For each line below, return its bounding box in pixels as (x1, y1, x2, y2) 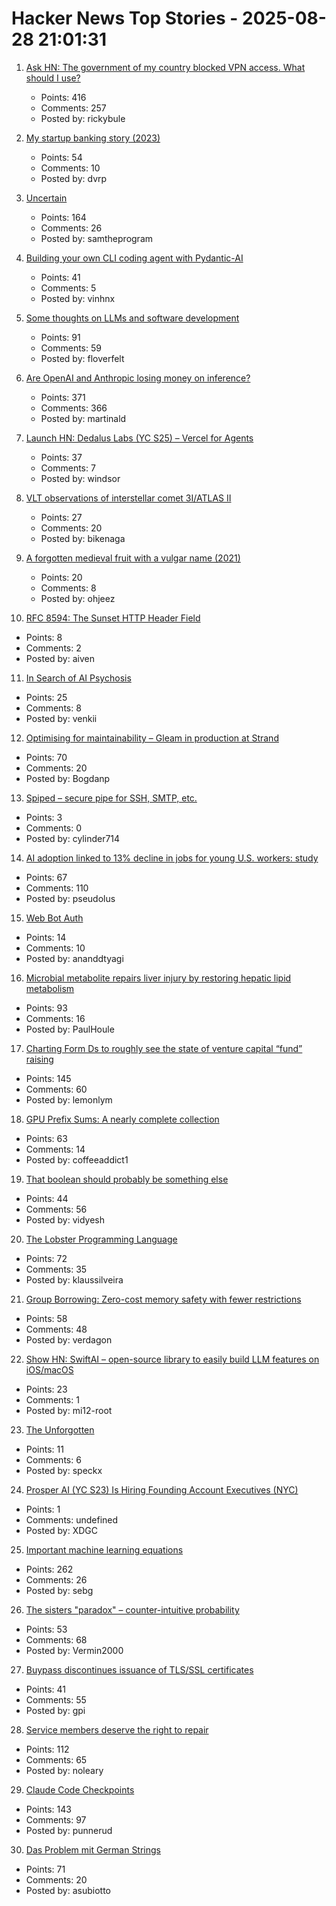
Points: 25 (25, 691, 68, 703)
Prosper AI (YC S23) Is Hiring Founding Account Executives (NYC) (25, 1483, 299, 1496)
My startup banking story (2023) (25, 132, 161, 144)
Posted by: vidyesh (25, 1213, 106, 1226)
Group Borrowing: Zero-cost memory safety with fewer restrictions (25, 1293, 302, 1305)
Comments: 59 (40, 342, 102, 354)
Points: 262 (25, 1563, 74, 1575)
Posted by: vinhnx (40, 292, 116, 304)
